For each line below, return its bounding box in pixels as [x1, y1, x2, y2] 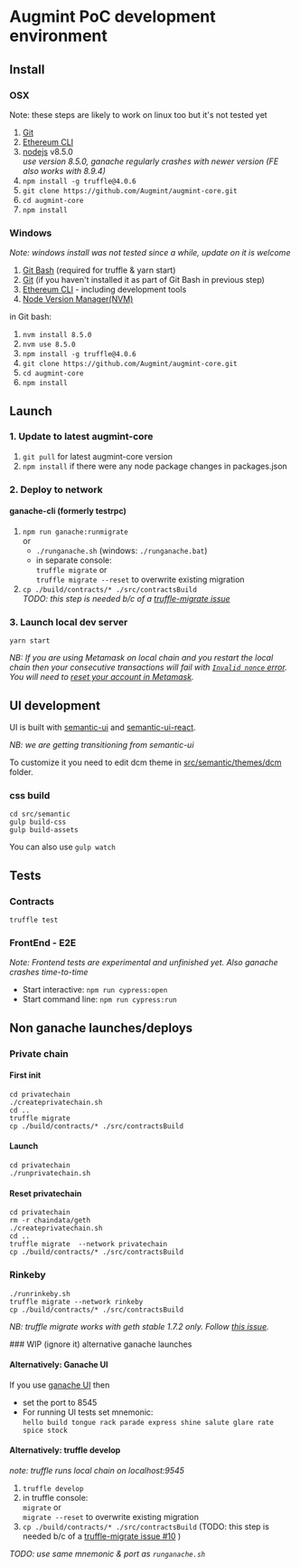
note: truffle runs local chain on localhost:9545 [9, 1466, 185, 1476]
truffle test [9, 915, 59, 925]
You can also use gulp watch [9, 841, 116, 853]
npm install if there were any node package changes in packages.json [22, 460, 287, 471]
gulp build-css [9, 818, 67, 827]
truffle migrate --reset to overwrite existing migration [35, 574, 246, 585]
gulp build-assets [9, 826, 79, 835]
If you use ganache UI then [9, 1379, 110, 1390]
